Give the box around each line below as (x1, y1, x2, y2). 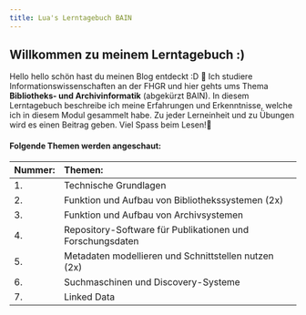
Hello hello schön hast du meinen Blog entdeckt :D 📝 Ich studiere (9, 71, 253, 82)
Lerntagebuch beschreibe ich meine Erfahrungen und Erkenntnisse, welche (9, 100, 293, 111)
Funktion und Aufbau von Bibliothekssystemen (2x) (63, 193, 284, 206)
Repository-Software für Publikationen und (63, 223, 249, 236)
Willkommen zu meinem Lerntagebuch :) (9, 47, 246, 63)
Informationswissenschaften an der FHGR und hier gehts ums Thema (9, 81, 269, 92)
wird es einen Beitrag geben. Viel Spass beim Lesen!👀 (9, 119, 212, 130)
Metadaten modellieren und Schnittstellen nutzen (63, 249, 274, 262)
